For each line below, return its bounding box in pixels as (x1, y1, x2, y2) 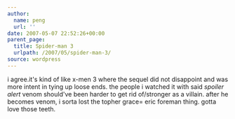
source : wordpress (7, 56, 61, 63)
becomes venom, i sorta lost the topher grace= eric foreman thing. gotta (7, 97, 217, 106)
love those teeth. (7, 104, 56, 113)
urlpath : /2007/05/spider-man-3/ (13, 50, 112, 57)
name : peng (13, 17, 46, 24)
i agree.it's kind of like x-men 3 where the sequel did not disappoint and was (7, 75, 229, 83)
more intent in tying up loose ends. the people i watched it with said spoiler (7, 82, 224, 91)
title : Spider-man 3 (13, 43, 74, 50)
